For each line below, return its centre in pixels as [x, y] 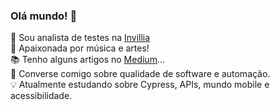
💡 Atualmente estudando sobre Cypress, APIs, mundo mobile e [140, 85]
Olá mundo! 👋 [44, 16]
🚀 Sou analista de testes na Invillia [80, 38]
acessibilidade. [41, 96]
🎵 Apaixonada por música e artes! [80, 48]
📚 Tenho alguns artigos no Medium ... [88, 60]
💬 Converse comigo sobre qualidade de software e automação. [140, 74]
